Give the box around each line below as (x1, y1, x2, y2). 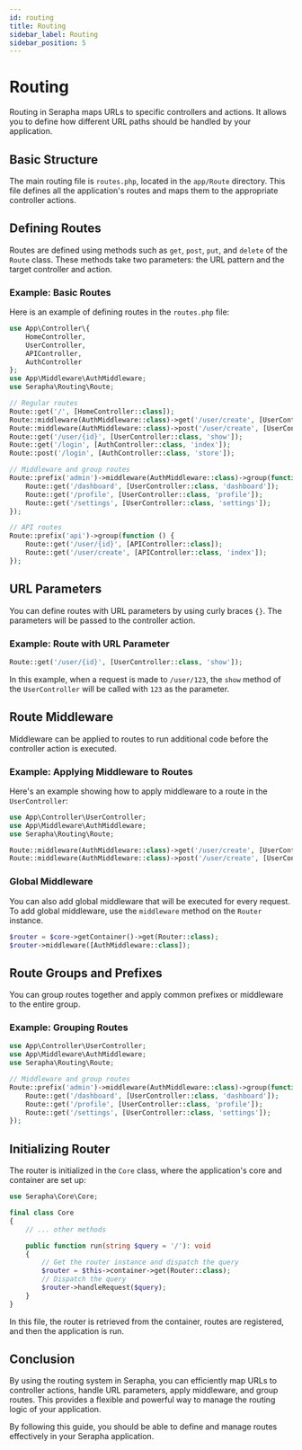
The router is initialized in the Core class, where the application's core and (9, 1165, 282, 1176)
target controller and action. (9, 263, 112, 274)
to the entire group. (9, 999, 81, 1010)
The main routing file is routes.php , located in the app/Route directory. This (9, 176, 286, 186)
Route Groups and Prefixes (9, 965, 164, 981)
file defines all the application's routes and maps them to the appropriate (9, 185, 279, 196)
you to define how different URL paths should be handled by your (9, 116, 252, 127)
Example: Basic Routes (9, 286, 111, 298)
